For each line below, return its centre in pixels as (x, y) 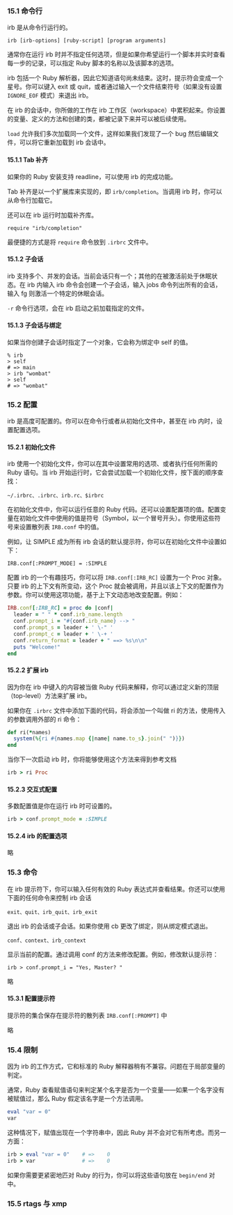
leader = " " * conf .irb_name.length (68, 614)
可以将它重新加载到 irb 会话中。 (64, 142)
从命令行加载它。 (32, 200)
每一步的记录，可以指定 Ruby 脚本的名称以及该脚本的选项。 (93, 63)
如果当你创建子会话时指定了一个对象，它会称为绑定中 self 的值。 (99, 342)
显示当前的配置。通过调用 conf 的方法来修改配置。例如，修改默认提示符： (113, 954)
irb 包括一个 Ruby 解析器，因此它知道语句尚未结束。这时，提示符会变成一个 (115, 78)
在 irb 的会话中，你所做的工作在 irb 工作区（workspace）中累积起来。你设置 (116, 110)
